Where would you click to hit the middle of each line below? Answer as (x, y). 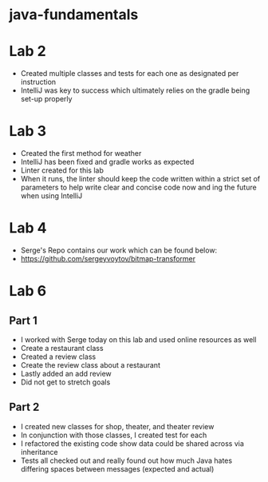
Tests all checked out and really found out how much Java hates (126, 460)
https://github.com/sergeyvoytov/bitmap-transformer (108, 259)
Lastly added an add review (66, 374)
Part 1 (24, 320)
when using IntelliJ (51, 196)
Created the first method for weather (81, 153)
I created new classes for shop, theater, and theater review (117, 426)
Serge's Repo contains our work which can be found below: (119, 250)
